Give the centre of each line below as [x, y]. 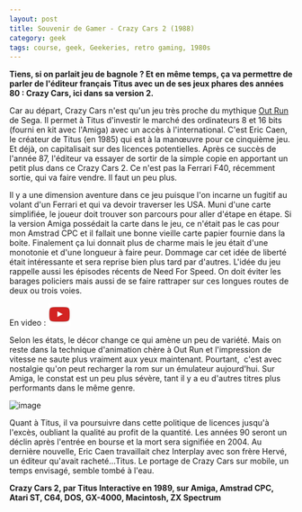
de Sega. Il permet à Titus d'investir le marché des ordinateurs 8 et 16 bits [146, 121]
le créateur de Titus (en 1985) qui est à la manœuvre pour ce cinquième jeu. [150, 139]
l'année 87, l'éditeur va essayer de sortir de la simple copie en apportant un [149, 158]
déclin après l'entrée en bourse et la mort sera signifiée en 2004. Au [136, 442]
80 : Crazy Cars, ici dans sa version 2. [82, 94]
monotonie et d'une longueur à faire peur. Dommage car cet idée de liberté [148, 253]
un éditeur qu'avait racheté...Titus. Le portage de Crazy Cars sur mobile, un [149, 461]
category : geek [38, 38]
